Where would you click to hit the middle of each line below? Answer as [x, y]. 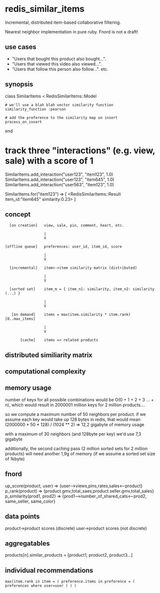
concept [18, 214]
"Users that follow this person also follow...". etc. [60, 69]
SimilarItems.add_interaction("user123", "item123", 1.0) [59, 174]
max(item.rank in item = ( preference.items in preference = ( [70, 582]
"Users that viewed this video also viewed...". [57, 64]
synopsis [19, 84]
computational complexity [45, 371]
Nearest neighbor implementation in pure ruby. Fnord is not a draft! [72, 32]
